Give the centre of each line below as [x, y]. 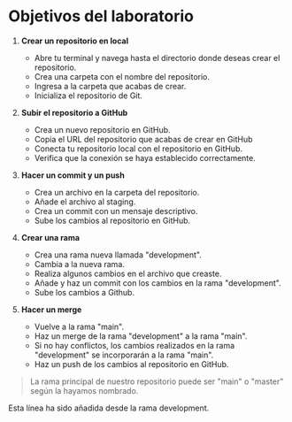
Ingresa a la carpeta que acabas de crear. [110, 86]
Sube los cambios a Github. [84, 292]
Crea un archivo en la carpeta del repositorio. [117, 192]
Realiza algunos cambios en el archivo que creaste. [128, 273]
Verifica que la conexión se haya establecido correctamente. [145, 157]
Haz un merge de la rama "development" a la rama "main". [141, 336]
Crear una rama [50, 237]
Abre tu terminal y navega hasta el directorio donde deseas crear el [157, 58]
